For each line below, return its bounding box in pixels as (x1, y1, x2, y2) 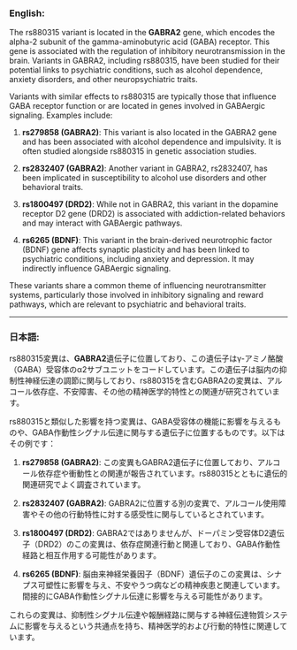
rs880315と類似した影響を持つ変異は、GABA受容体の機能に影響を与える (9, 416, 274, 426)
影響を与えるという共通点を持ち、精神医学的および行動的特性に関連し (24, 620, 280, 631)
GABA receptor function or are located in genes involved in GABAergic (9, 101, 265, 111)
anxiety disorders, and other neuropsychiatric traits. (9, 74, 198, 85)
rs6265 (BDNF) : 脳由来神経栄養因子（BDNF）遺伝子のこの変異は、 (21, 569, 267, 579)
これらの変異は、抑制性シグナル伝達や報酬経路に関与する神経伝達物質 (9, 609, 265, 620)
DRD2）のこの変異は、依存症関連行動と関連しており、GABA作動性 (37, 539, 281, 549)
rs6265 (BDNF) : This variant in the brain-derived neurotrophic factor (21, 235, 272, 246)
